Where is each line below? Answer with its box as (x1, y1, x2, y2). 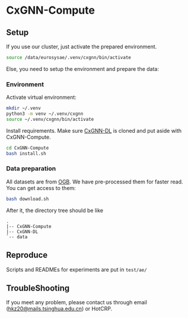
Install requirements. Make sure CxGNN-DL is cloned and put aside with (6, 127, 182, 134)
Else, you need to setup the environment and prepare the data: (6, 65, 159, 72)
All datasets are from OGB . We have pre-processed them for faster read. (6, 178, 183, 185)
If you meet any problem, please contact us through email (6, 299, 147, 306)
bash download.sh (6, 196, 49, 202)
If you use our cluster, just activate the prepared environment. (6, 43, 157, 50)
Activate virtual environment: (6, 93, 77, 101)
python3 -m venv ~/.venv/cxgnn (6, 111, 84, 117)
